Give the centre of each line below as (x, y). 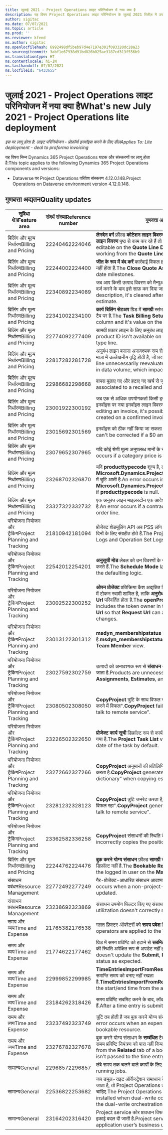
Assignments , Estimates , (126, 679)
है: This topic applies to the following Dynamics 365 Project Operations (77, 163)
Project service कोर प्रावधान (125, 1112)
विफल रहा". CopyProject (122, 805)
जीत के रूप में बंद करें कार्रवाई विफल (128, 261)
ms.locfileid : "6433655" (31, 71)
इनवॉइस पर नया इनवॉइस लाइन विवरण (130, 404)
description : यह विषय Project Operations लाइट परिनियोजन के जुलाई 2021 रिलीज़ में (81, 15)
